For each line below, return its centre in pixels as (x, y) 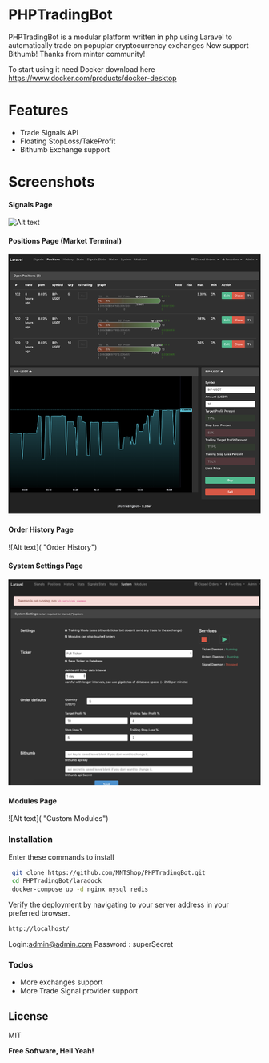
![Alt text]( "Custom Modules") (58, 819)
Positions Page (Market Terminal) (65, 240)
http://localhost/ (39, 929)
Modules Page (33, 801)
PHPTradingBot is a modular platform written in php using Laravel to (120, 37)
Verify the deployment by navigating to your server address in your (119, 905)
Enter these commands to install (61, 857)
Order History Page (41, 529)
